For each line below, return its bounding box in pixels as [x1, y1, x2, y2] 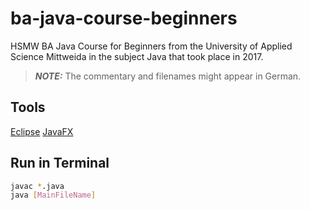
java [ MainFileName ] [10, 190, 97, 201]
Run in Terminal [10, 155, 110, 172]
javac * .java [10, 181, 65, 191]
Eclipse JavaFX [10, 125, 74, 137]
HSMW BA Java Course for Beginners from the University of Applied [10, 40, 293, 52]
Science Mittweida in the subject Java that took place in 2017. [10, 50, 264, 62]
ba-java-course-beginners [10, 7, 238, 30]
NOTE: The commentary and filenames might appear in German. [34, 70, 302, 82]
